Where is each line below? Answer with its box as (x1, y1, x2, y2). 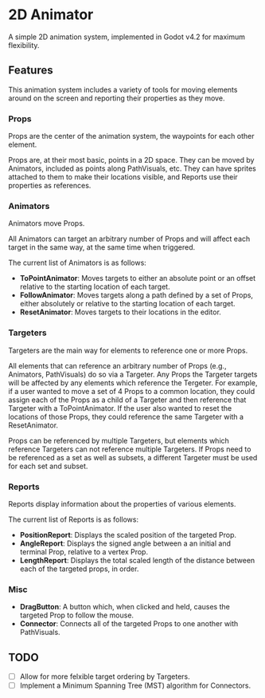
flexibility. (8, 40, 40, 49)
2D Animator (8, 6, 94, 24)
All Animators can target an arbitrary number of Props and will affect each (8, 234, 251, 244)
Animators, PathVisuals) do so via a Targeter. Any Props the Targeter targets (8, 369, 258, 379)
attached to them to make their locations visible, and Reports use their (8, 172, 239, 182)
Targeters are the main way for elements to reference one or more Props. (8, 345, 248, 355)
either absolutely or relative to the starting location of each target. (19, 299, 236, 309)
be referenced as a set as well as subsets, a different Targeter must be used (8, 452, 258, 462)
